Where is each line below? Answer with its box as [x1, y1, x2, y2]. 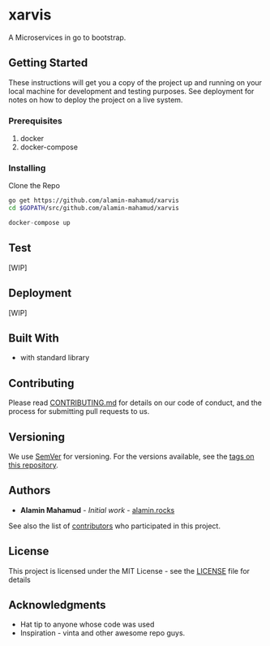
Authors [8, 484, 51, 497]
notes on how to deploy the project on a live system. [8, 95, 183, 105]
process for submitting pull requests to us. [8, 407, 150, 416]
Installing [8, 162, 46, 174]
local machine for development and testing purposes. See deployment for [8, 86, 255, 96]
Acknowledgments [8, 598, 107, 612]
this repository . [8, 460, 59, 470]
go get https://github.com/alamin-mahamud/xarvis [8, 196, 180, 205]
